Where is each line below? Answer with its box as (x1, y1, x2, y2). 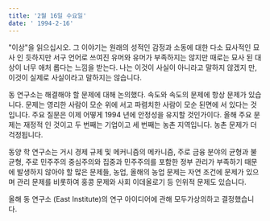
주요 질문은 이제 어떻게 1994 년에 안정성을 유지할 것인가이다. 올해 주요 (31, 109, 252, 119)
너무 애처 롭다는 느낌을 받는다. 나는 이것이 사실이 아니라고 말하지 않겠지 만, (23, 62, 258, 72)
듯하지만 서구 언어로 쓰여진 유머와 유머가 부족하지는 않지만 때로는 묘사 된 (25, 52, 254, 62)
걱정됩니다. (8, 129, 44, 139)
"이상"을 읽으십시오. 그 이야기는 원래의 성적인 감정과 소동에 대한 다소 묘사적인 (8, 42, 251, 52)
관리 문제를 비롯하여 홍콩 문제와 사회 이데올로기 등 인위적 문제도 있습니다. (16, 177, 247, 186)
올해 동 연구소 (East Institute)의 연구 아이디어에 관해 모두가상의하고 (8, 194, 220, 203)
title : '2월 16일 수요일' (8, 11, 87, 20)
